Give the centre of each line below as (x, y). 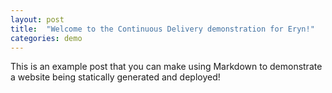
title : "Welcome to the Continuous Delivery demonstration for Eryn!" (162, 29)
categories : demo (46, 38)
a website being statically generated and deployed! (115, 77)
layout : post (37, 19)
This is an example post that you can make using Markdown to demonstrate (166, 67)
